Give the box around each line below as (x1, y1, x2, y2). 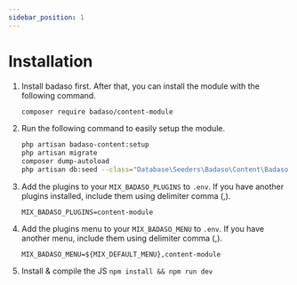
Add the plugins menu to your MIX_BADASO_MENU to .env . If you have (20, 223, 264, 234)
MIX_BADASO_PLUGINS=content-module (20, 208, 154, 217)
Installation (8, 51, 93, 71)
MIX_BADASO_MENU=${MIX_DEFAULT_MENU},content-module (20, 249, 221, 258)
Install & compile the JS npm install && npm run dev (20, 265, 213, 276)
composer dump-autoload (20, 157, 110, 166)
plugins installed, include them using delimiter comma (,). (20, 190, 231, 201)
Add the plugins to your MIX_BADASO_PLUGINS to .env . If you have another (20, 181, 285, 192)
